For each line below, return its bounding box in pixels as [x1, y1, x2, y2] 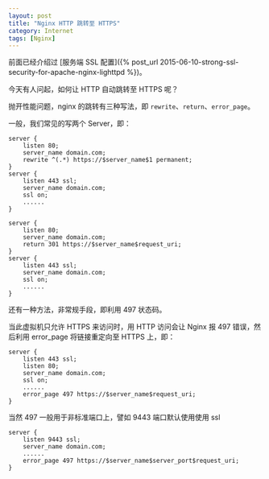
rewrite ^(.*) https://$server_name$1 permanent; [23, 156, 193, 164]
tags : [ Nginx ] [8, 34, 56, 43]
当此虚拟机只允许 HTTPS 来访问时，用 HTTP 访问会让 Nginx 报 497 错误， [8, 322, 255, 332]
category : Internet [8, 27, 74, 35]
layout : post [8, 11, 52, 20]
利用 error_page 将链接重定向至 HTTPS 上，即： [14, 332, 176, 342]
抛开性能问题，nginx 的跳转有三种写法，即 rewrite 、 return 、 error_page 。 [8, 101, 255, 111]
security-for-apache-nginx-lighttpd [8, 68, 126, 77]
